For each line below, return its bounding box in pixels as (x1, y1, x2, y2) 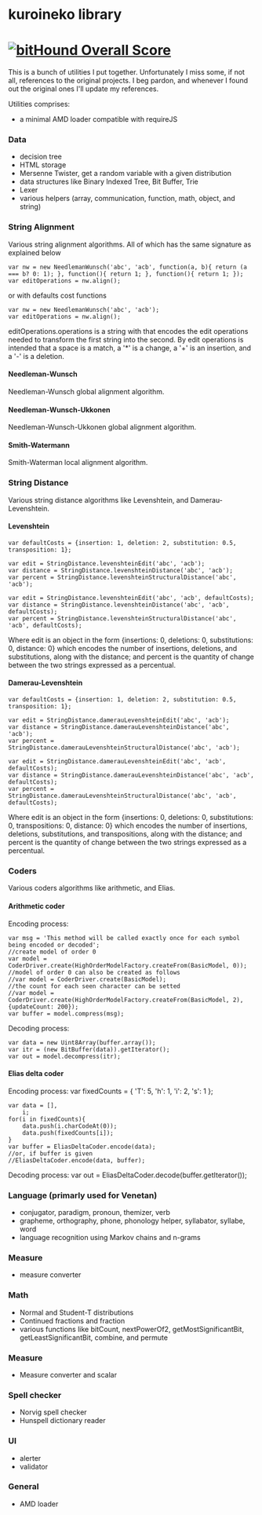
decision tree (19, 152, 63, 162)
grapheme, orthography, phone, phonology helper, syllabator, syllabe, (19, 1216, 246, 1226)
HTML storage (19, 160, 67, 170)
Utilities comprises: (8, 100, 71, 109)
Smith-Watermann (8, 440, 71, 449)
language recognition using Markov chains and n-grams (19, 1233, 202, 1242)
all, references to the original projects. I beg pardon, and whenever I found (8, 76, 249, 86)
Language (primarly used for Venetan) (8, 1190, 158, 1201)
